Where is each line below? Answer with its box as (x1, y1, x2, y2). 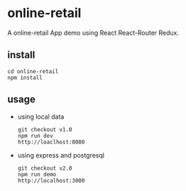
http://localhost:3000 (17, 177, 85, 184)
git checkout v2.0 (17, 165, 72, 172)
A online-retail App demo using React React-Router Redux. (7, 28, 180, 37)
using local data (17, 112, 65, 121)
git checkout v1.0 (17, 126, 72, 133)
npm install (7, 74, 43, 81)
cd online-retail (7, 67, 59, 75)
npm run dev (17, 132, 53, 139)
